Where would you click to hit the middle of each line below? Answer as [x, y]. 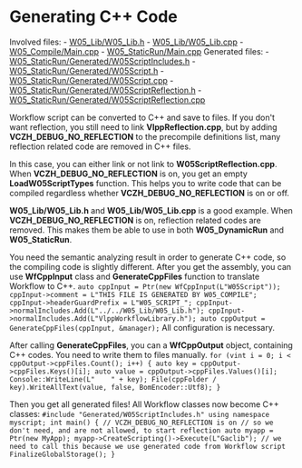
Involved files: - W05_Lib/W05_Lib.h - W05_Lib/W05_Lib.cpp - [127, 42]
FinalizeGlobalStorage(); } [63, 454]
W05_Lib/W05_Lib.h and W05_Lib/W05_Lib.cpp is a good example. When [151, 210]
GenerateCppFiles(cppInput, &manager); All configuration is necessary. [142, 327]
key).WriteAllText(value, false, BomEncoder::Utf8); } [115, 387]
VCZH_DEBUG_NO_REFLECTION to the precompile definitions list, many [145, 136]
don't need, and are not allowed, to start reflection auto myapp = [141, 430]
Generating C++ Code [94, 17]
